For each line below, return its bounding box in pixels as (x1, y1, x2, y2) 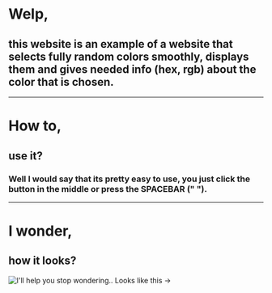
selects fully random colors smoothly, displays (8, 49, 249, 63)
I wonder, (8, 222, 73, 240)
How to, (8, 117, 62, 135)
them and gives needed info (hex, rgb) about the (8, 62, 257, 76)
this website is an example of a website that (8, 37, 233, 51)
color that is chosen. (8, 74, 115, 89)
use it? (8, 149, 43, 163)
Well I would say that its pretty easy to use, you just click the (8, 173, 251, 185)
